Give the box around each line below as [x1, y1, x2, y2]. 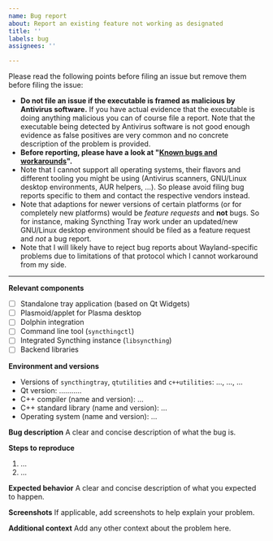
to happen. [8, 491, 45, 501]
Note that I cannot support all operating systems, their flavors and [19, 165, 241, 175]
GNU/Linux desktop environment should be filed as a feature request [19, 225, 251, 236]
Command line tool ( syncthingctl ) [19, 327, 135, 336]
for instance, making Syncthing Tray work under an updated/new [19, 217, 238, 227]
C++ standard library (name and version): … [19, 403, 168, 413]
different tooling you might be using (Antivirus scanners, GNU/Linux [19, 174, 247, 184]
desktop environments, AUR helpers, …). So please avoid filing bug [19, 182, 245, 192]
